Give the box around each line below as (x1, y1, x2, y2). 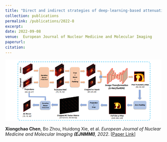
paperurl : (5, 40, 26, 45)
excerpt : (5, 24, 23, 29)
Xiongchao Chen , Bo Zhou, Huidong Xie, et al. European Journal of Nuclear (5, 126, 162, 132)
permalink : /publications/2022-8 (5, 18, 75, 23)
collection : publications (5, 13, 59, 18)
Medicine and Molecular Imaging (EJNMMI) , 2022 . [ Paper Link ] (5, 131, 136, 137)
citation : (5, 45, 26, 50)
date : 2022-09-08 (5, 29, 41, 34)
